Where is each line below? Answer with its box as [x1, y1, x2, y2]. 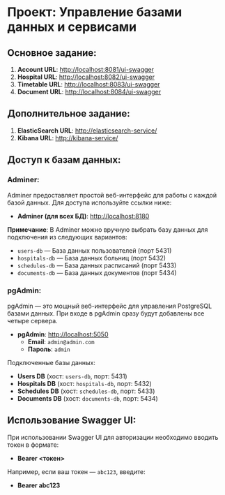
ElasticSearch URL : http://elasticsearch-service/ [17, 126, 157, 135]
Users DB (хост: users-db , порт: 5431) [17, 371, 127, 381]
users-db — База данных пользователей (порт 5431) [17, 246, 172, 255]
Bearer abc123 [17, 481, 61, 489]
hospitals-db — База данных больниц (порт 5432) [17, 253, 166, 262]
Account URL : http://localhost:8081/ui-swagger [17, 66, 155, 73]
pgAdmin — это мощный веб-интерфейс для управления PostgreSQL [7, 302, 212, 310]
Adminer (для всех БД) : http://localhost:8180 [17, 212, 150, 220]
